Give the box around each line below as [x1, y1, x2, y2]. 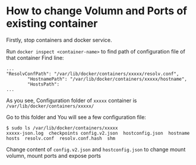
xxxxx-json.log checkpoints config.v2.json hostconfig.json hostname [6, 130, 190, 136]
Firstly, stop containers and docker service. [6, 36, 112, 43]
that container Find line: [6, 54, 64, 61]
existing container [6, 17, 98, 30]
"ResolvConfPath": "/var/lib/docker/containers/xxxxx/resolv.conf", [6, 71, 179, 77]
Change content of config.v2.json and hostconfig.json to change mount [6, 145, 186, 153]
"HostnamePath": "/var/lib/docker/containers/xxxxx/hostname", [27, 76, 187, 82]
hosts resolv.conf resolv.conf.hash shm [6, 135, 116, 141]
